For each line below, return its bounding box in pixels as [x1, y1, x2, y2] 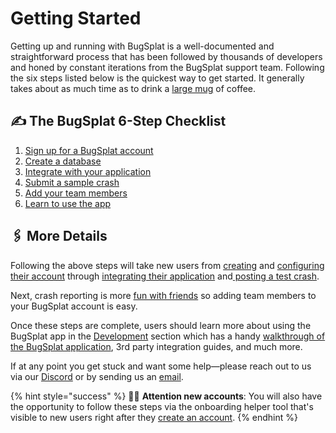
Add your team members [24, 187, 128, 199]
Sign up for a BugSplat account [24, 144, 154, 156]
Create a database [24, 155, 102, 167]
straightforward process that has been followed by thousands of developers [10, 50, 323, 62]
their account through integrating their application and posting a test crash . [10, 270, 320, 282]
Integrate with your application [24, 165, 152, 177]
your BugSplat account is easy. [10, 300, 138, 312]
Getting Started [10, 7, 142, 30]
